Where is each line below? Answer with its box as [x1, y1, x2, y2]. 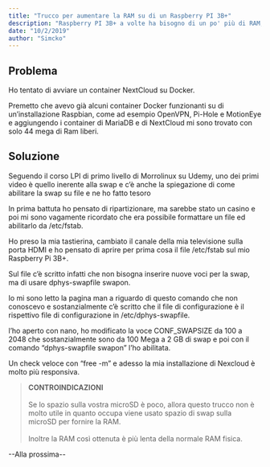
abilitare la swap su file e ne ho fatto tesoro [8, 188, 151, 198]
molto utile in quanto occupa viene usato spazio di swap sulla [27, 408, 232, 418]
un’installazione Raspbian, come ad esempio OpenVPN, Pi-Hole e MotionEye [8, 109, 262, 119]
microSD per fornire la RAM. [27, 416, 121, 426]
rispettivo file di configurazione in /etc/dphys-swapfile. [8, 310, 190, 320]
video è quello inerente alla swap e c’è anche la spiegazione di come [8, 179, 235, 189]
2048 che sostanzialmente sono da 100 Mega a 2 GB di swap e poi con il [8, 334, 249, 344]
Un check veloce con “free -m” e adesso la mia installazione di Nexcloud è [8, 358, 256, 368]
